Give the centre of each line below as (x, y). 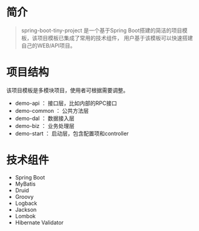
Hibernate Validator (39, 223)
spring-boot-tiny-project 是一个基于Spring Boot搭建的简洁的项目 (102, 30)
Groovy (24, 196)
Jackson (26, 209)
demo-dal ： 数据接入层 (45, 118)
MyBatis (25, 184)
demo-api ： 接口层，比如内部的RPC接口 (66, 103)
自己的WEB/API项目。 (48, 45)
